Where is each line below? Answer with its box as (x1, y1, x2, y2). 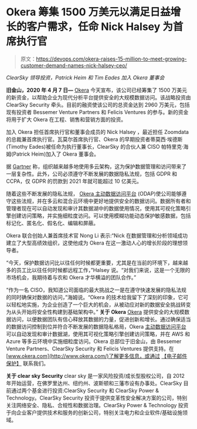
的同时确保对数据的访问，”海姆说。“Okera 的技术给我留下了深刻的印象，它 (6, 293, 184, 300)
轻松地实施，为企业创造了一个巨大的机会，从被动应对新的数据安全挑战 (11, 301, 181, 308)
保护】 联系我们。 (6, 360, 49, 367)
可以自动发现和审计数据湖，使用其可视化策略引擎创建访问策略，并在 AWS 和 (6, 330, 191, 337)
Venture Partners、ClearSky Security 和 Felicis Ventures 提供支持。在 (6, 345, 174, 352)
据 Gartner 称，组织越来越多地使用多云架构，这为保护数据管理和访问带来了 (6, 163, 186, 170)
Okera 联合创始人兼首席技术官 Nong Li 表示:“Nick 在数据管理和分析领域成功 (6, 232, 188, 239)
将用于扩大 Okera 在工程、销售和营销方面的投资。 (6, 116, 127, 123)
